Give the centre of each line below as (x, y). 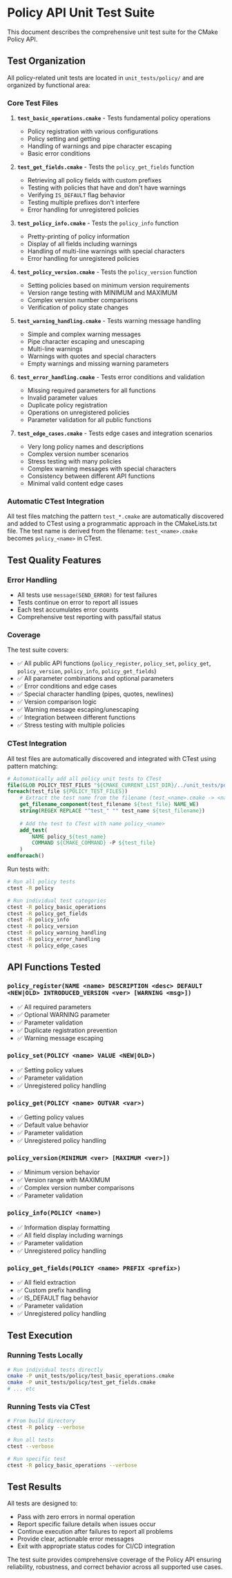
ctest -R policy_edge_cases (48, 946)
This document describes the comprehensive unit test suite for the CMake (113, 32)
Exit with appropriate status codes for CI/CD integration (96, 1546)
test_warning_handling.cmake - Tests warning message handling (109, 321)
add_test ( (34, 830)
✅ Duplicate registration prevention (67, 1030)
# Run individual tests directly (55, 1370)
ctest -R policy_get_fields (48, 914)
